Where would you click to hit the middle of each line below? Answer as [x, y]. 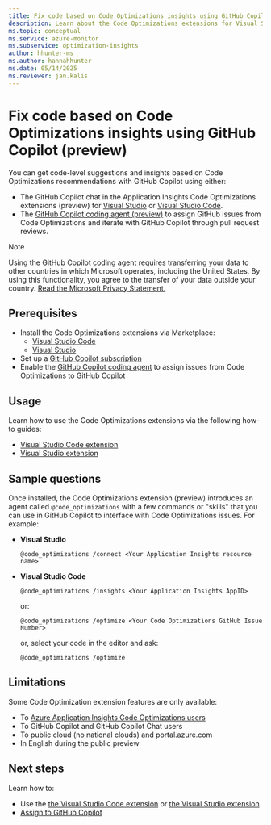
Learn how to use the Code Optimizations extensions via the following [125, 421]
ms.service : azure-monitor [54, 38]
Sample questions [55, 478]
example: [23, 524]
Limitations [37, 683]
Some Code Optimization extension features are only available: [113, 701]
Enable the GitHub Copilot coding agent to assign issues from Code [132, 367]
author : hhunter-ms [41, 53]
